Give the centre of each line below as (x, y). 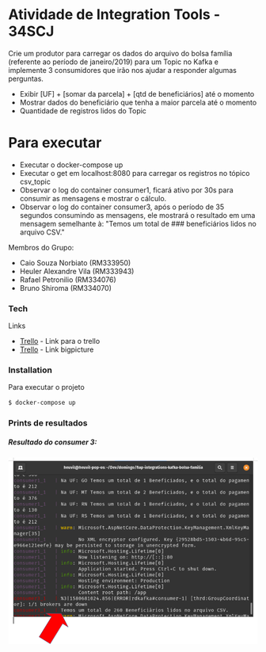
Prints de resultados (48, 423)
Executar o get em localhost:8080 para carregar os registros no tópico (135, 173)
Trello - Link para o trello (60, 341)
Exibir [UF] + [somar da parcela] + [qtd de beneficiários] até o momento (137, 93)
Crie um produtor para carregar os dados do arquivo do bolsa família (120, 53)
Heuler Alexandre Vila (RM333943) (77, 271)
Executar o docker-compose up (71, 165)
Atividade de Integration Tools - (114, 15)
